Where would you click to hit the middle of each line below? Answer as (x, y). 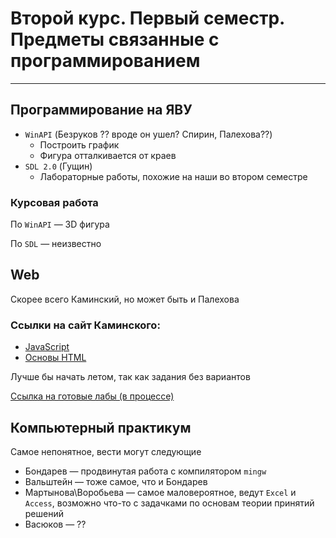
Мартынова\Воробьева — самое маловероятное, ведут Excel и (160, 492)
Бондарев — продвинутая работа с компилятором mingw (145, 471)
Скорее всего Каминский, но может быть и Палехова (125, 299)
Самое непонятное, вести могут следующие (106, 451)
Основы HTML (55, 358)
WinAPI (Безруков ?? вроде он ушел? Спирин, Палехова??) (148, 134)
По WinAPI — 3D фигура (60, 224)
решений (44, 513)
